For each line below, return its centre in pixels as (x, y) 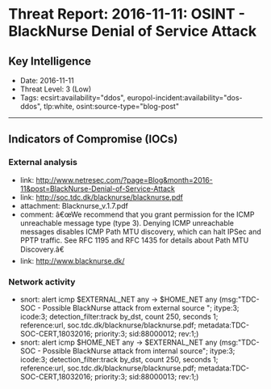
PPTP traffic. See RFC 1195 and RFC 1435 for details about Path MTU (134, 240)
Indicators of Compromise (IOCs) (93, 140)
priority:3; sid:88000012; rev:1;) (146, 333)
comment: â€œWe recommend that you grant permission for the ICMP (137, 214)
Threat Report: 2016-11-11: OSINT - (127, 14)
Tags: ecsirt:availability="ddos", (73, 97)
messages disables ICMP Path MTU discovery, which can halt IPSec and (140, 231)
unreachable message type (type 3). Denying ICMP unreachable (127, 222)
